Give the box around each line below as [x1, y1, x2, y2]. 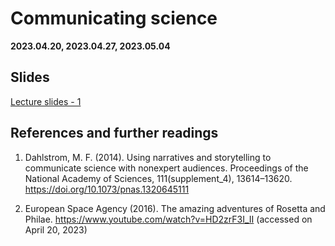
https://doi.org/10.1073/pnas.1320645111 [24, 183, 190, 195]
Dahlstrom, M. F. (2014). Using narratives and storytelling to [24, 151, 272, 163]
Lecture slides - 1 [10, 95, 82, 107]
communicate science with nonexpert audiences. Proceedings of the [24, 162, 309, 174]
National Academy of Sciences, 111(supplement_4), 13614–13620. [24, 172, 293, 184]
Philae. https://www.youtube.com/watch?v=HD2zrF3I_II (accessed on [24, 213, 313, 225]
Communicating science [10, 7, 218, 30]
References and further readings [10, 125, 219, 142]
